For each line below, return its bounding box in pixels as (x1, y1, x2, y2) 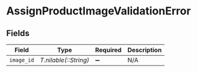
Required (95, 46, 122, 54)
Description (127, 46, 162, 54)
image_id (9, 57, 34, 64)
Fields (6, 28, 30, 38)
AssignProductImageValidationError (6, 4, 191, 18)
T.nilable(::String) (40, 56, 89, 64)
